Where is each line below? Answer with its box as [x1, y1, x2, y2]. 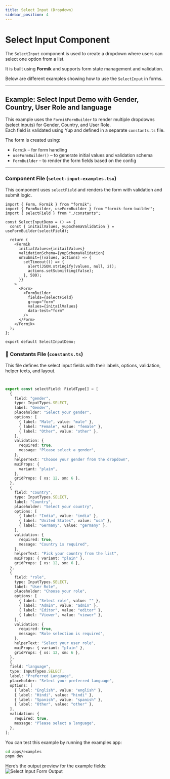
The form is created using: [5, 137, 61, 143]
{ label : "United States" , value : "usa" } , [18, 518, 112, 523]
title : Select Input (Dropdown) [5, 7, 73, 13]
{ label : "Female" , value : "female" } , [18, 424, 103, 429]
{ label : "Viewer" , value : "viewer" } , [18, 612, 103, 617]
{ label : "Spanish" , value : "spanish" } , [14, 697, 103, 702]
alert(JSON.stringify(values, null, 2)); [27, 264, 116, 269]
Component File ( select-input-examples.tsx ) [5, 175, 117, 182]
